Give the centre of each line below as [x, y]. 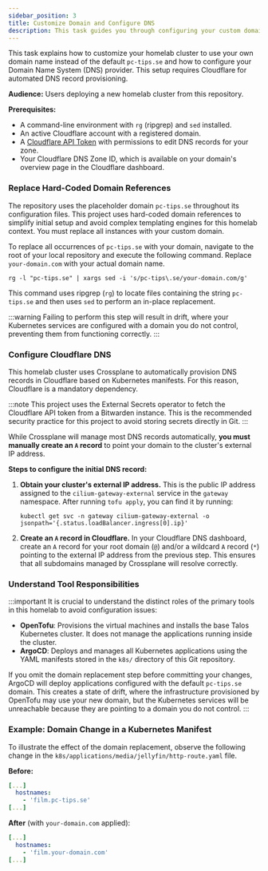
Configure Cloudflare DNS [60, 354]
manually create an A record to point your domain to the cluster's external [130, 445]
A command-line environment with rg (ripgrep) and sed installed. [126, 125]
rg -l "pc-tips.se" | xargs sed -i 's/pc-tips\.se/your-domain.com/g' [128, 278]
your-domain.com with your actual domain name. [87, 263]
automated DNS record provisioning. [68, 79]
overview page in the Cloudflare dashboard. [92, 168]
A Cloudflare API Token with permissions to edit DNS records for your [134, 142]
